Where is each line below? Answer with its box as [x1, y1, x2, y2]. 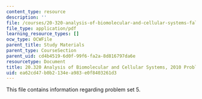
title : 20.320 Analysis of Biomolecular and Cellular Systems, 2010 [6, 64, 182, 70]
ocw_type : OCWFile [6, 36, 52, 42]
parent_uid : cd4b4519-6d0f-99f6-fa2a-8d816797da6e [6, 53, 136, 59]
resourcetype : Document [6, 58, 66, 64]
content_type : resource [6, 8, 66, 15]
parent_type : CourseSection [6, 48, 77, 54]
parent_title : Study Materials [6, 42, 85, 48]
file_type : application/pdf [6, 25, 77, 32]
